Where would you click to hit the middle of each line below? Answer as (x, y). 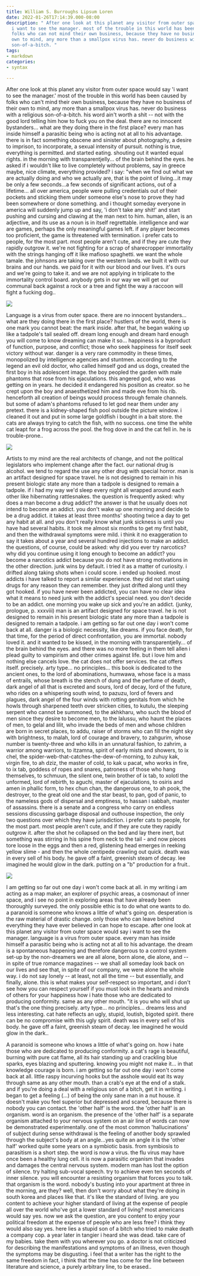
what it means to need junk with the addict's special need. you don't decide (99, 598)
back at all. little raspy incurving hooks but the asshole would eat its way (95, 1077)
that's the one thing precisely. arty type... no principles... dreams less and (96, 1008)
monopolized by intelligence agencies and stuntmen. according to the (92, 359)
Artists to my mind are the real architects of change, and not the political (95, 459)
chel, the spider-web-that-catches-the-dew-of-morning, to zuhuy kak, (93, 757)
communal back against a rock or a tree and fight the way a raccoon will (95, 286)
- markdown (20, 56)
